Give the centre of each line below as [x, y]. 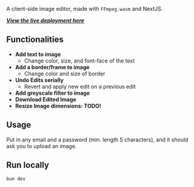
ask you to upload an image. [42, 146]
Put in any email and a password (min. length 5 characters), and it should [97, 140]
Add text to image [38, 54]
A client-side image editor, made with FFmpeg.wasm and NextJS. [85, 9]
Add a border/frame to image [52, 67]
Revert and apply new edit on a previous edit [80, 86]
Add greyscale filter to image [52, 93]
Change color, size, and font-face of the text [79, 61]
